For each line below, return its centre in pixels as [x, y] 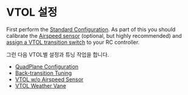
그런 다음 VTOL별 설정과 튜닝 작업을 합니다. [58, 54]
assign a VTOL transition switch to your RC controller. [73, 42]
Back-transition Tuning [43, 73]
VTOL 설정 [32, 12]
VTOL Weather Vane [41, 85]
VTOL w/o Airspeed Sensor [49, 79]
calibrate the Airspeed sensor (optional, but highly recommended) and [94, 35]
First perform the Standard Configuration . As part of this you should [91, 29]
